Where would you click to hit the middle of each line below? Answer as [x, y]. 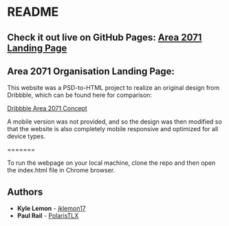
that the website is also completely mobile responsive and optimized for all [113, 129]
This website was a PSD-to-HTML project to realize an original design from [113, 88]
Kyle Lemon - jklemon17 [51, 208]
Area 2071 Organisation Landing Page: [91, 71]
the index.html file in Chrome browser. [61, 170]
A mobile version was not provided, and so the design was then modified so [115, 122]
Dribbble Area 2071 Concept [47, 109]
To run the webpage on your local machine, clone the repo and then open [111, 163]
